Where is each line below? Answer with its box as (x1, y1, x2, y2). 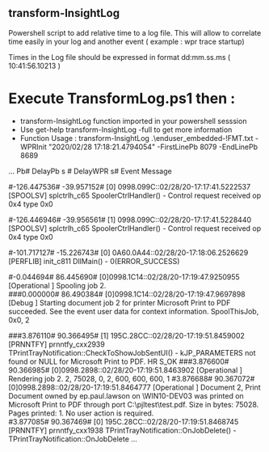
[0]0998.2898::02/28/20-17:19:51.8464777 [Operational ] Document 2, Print (8, 382, 261, 392)
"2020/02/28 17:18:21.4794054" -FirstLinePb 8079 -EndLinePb (48, 142, 258, 151)
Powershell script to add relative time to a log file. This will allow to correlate (8, 28, 262, 37)
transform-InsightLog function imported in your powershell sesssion (19, 116, 247, 126)
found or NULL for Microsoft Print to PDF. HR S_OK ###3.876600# (8, 356, 229, 366)
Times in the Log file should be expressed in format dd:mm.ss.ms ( (8, 52, 231, 62)
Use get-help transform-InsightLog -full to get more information (19, 125, 233, 134)
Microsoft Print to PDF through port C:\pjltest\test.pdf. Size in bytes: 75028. (8, 399, 259, 409)
